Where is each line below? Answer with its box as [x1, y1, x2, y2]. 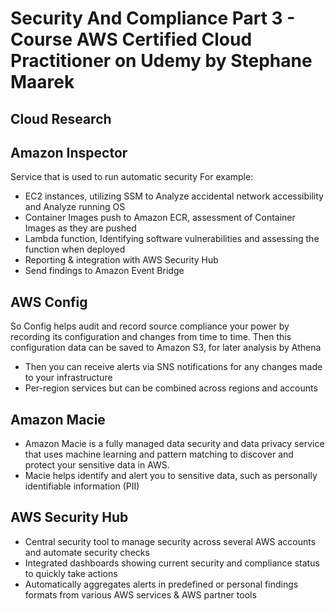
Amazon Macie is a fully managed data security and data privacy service [24, 438, 325, 450]
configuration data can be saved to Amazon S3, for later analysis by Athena [10, 342, 322, 354]
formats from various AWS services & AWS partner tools [24, 588, 257, 601]
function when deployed [24, 243, 126, 256]
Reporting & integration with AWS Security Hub [24, 254, 219, 266]
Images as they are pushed [24, 222, 137, 234]
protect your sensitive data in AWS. [24, 459, 170, 471]
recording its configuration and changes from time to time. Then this [10, 331, 292, 343]
